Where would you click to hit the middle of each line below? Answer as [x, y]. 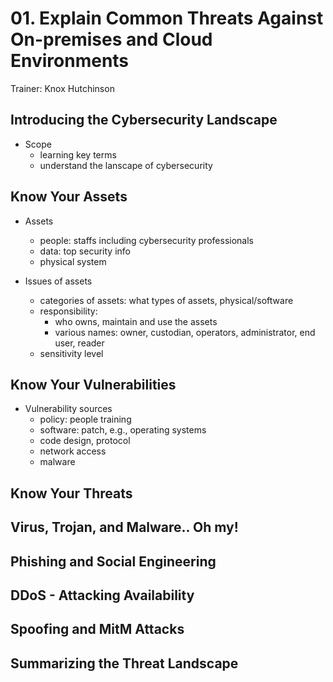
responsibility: [68, 311]
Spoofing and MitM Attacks [97, 629]
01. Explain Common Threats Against [167, 18]
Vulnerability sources [68, 409]
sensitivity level [71, 353]
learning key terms [78, 154]
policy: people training [85, 419]
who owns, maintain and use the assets [136, 321]
